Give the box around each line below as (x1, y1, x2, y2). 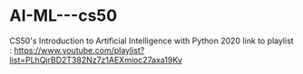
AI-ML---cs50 (9, 5, 118, 26)
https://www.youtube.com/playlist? (13, 44, 145, 55)
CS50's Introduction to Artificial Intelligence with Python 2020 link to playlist (9, 35, 294, 46)
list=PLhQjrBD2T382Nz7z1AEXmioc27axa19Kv (9, 54, 183, 65)
